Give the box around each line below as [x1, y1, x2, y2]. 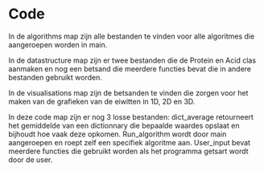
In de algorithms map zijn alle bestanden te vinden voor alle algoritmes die [8, 31, 255, 41]
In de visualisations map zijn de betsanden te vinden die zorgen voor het [8, 88, 249, 97]
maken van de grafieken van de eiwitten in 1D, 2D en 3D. [8, 96, 196, 106]
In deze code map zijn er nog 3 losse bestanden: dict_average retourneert [8, 112, 254, 121]
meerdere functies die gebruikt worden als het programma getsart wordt [8, 146, 249, 156]
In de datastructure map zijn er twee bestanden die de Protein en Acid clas [8, 55, 256, 65]
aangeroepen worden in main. [8, 39, 108, 49]
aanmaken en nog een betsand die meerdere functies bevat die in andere [8, 63, 252, 73]
